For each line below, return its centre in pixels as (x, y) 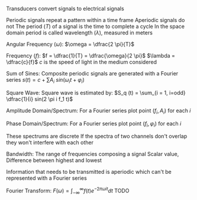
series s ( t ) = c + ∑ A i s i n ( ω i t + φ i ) (45, 81)
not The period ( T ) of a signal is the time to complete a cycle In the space (96, 26)
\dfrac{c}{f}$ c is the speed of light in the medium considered (82, 62)
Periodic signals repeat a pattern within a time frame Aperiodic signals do (96, 20)
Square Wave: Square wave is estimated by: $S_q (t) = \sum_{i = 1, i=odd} (96, 93)
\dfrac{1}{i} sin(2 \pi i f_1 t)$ (39, 99)
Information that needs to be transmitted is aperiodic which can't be (89, 172)
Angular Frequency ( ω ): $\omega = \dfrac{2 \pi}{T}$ (70, 44)
